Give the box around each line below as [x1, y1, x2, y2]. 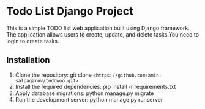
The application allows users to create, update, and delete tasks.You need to [6, 30, 199, 38]
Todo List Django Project [6, 4, 133, 18]
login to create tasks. [6, 37, 59, 44]
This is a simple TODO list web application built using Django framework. [6, 24, 190, 32]
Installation [6, 55, 50, 65]
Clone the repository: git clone [15, 71, 92, 79]
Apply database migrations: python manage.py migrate [15, 90, 154, 97]
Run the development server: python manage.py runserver [15, 96, 163, 103]
